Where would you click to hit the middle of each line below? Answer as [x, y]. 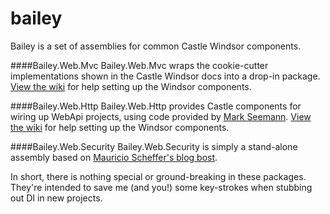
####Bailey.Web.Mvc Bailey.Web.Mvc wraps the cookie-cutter [139, 65]
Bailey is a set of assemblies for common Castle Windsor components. [156, 46]
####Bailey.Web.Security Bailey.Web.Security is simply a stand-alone [154, 146]
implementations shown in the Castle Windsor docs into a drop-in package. [165, 76]
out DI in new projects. [56, 198]
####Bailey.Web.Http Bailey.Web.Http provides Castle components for [156, 106]
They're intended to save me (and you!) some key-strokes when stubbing [161, 187]
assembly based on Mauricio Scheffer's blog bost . [114, 157]
